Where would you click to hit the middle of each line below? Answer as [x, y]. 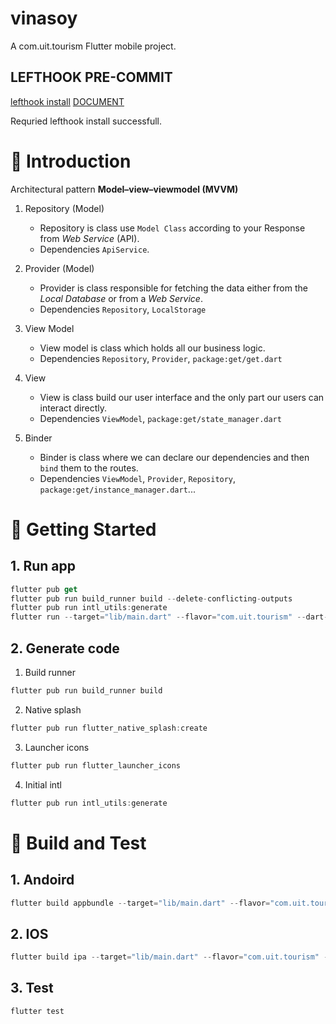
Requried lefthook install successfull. [86, 121]
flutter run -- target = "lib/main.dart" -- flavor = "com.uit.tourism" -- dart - [169, 617]
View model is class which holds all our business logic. [152, 348]
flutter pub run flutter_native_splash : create [109, 728]
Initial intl [43, 784]
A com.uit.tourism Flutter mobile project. [93, 46]
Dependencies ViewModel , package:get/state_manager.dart [160, 418]
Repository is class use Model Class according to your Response [172, 228]
